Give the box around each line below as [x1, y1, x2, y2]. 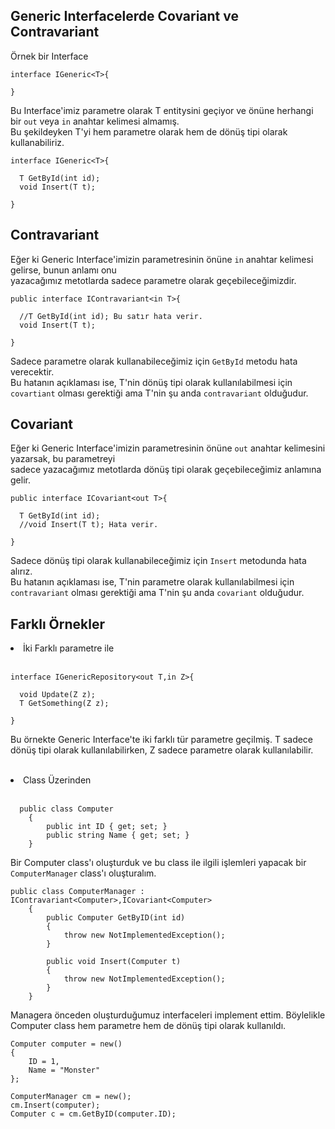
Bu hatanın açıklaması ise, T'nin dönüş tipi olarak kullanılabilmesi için [10, 376, 293, 388]
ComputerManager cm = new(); [10, 1092, 132, 1102]
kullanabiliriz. [10, 136, 65, 148]
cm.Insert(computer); [10, 1100, 101, 1111]
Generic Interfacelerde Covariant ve [10, 8, 240, 25]
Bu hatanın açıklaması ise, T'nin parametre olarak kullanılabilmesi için [10, 576, 295, 588]
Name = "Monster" [28, 1065, 101, 1076]
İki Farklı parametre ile [23, 642, 115, 654]
